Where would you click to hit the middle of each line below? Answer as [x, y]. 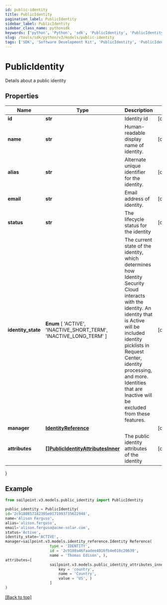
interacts [135, 295]
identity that [138, 314]
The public [137, 436]
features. [135, 420]
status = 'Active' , [23, 532]
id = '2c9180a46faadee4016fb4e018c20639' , [94, 551]
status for [136, 225]
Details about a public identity [36, 81]
